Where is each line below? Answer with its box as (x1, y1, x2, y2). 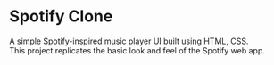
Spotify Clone (9, 6, 113, 27)
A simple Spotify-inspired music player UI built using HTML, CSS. (9, 36, 249, 46)
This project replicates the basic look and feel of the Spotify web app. (9, 45, 265, 55)
